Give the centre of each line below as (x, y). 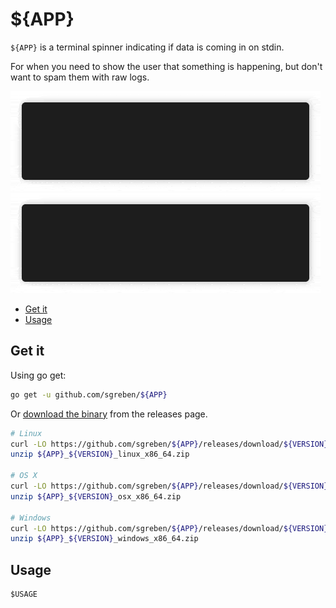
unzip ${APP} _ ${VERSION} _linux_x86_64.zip (100, 454)
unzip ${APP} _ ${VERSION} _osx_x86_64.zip (96, 496)
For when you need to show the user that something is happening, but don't (166, 66)
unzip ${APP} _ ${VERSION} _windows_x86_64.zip (104, 539)
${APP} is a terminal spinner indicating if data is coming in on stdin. (147, 47)
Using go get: (38, 375)
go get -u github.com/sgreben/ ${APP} (89, 394)
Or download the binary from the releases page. (109, 414)
